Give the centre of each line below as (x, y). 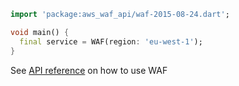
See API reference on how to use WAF (89, 70)
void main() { (40, 32)
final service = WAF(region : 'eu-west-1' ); (111, 41)
